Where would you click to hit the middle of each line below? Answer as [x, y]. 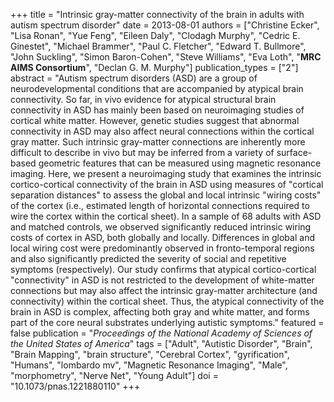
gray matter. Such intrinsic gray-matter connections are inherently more [158, 142]
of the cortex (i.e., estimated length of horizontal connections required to [160, 205]
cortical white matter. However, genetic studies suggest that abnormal [155, 120]
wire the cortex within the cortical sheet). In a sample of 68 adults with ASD [166, 216]
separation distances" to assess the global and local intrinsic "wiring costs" [166, 195]
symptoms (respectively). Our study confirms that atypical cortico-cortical [163, 269]
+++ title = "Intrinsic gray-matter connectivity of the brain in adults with [157, 14]
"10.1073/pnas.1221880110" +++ [75, 386]
